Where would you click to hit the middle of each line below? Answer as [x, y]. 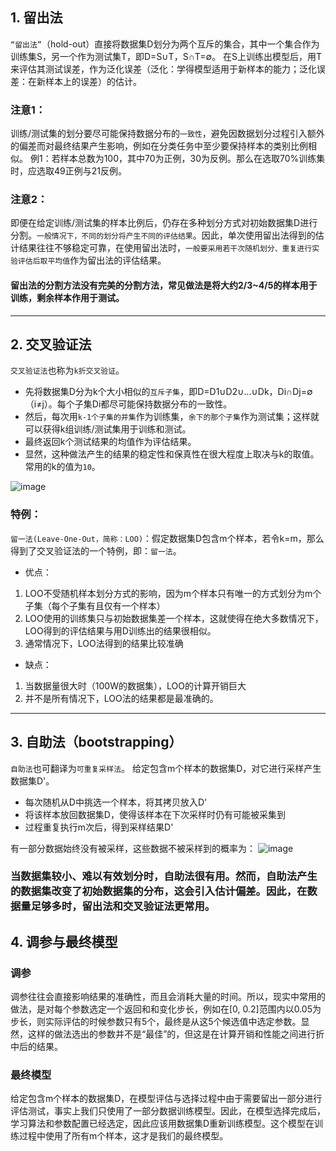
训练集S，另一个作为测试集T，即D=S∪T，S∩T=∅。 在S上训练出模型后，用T [166, 56]
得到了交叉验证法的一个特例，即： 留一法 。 [96, 550]
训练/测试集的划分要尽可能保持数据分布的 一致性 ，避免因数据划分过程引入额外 [167, 134]
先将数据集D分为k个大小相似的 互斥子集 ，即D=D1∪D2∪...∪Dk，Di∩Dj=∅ [168, 392]
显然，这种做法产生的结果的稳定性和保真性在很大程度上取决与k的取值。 [172, 454]
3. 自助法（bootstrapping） [96, 742]
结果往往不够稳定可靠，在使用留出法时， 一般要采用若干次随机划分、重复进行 [165, 248]
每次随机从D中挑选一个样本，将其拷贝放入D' [116, 802]
